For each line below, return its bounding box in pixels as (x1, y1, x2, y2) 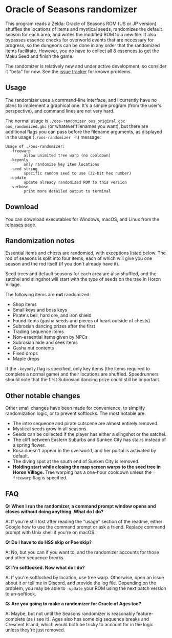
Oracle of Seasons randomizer (5, 4, 137, 15)
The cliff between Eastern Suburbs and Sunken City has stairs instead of (12, 436, 166, 443)
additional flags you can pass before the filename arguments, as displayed (5, 128, 162, 135)
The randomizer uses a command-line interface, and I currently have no (5, 97, 157, 103)
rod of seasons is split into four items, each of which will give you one (5, 255, 153, 261)
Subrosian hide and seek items (12, 339, 78, 346)
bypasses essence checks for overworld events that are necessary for (5, 37, 154, 43)
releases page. (5, 222, 37, 228)
